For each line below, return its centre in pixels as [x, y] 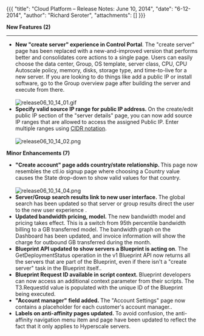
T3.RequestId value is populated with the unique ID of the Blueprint [99, 287]
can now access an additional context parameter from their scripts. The [104, 281]
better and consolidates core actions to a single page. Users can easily [104, 57]
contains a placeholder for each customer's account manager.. [94, 307]
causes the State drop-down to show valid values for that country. [98, 178]
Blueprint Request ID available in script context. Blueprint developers [103, 275]
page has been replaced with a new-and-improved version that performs [106, 51]
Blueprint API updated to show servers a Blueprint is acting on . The [101, 249]
